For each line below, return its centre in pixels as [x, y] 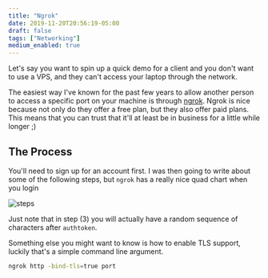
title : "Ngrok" [34, 16]
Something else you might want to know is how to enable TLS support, [125, 243]
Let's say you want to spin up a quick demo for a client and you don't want [131, 68]
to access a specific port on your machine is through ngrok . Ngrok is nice [129, 101]
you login [24, 187]
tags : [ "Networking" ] [44, 38]
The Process [40, 152]
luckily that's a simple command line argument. [86, 251]
